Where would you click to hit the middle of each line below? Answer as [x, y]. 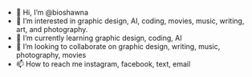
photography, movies [51, 55]
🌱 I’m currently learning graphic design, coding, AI [99, 38]
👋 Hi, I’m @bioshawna [52, 12]
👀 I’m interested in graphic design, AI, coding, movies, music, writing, [130, 21]
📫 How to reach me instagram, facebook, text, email [103, 64]
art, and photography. [52, 29]
